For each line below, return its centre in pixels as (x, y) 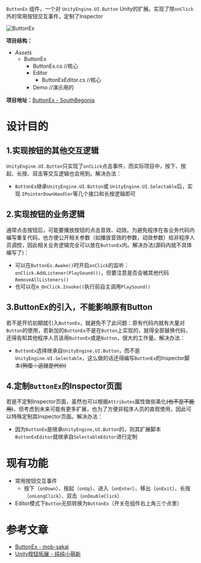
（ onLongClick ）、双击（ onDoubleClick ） (73, 496)
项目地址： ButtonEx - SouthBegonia (50, 100)
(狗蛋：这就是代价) (43, 365)
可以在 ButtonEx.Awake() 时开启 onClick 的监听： (72, 265)
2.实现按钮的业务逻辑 (45, 214)
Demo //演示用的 (53, 87)
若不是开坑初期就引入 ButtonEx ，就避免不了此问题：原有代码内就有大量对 (96, 323)
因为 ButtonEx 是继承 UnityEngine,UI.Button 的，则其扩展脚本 (88, 429)
